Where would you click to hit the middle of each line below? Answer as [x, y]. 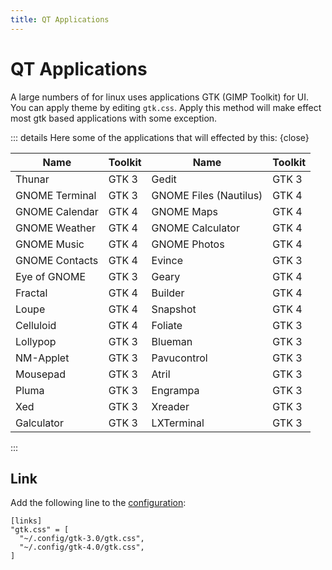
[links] [26, 521]
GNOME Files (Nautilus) [207, 195]
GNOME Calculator [195, 228]
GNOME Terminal [56, 195]
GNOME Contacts [57, 260]
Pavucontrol [179, 358]
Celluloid [36, 325]
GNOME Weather [56, 228]
